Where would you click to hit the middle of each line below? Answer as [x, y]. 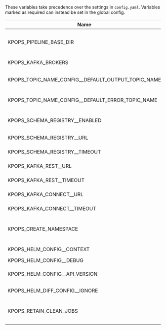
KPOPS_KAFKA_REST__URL [40, 166]
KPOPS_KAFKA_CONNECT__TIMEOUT [52, 208]
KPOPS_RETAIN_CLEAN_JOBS [43, 311]
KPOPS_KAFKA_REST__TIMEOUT [46, 180]
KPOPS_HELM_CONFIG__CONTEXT [49, 249]
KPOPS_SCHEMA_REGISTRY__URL [48, 138]
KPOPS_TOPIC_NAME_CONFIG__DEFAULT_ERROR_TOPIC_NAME [83, 100]
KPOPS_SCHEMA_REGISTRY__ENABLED [55, 120]
